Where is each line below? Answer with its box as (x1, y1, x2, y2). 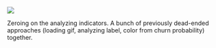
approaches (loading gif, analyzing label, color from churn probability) (7, 26, 205, 34)
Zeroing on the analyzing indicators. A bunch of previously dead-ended (7, 19, 209, 27)
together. (7, 34, 33, 41)
